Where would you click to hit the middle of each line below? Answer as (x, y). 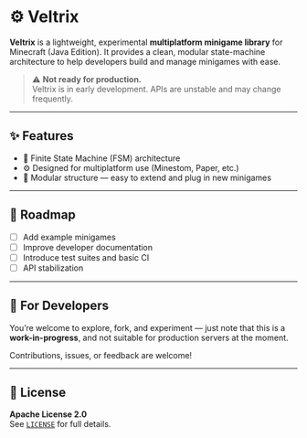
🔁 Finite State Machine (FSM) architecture (101, 158)
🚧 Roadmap (42, 215)
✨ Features (42, 136)
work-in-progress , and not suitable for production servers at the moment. (149, 337)
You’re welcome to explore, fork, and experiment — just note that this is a (148, 327)
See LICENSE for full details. (60, 424)
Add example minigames (69, 237)
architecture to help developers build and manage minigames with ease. (145, 61)
